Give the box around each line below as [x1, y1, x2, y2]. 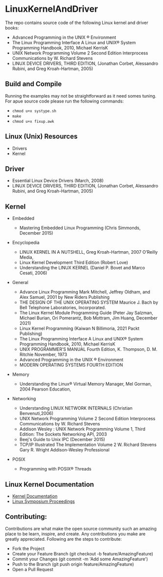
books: [5, 25, 19, 30]
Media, [19, 254, 34, 261]
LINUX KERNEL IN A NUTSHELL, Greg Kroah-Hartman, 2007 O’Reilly [19, 249, 158, 255]
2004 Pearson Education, [19, 386, 71, 392]
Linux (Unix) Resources [5, 132, 78, 141]
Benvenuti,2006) [19, 411, 54, 417]
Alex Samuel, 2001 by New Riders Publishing [19, 294, 110, 300]
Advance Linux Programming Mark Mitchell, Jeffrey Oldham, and [19, 289, 150, 295]
